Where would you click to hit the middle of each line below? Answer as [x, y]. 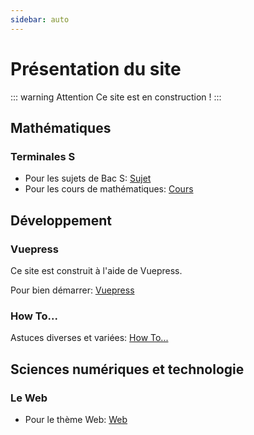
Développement [61, 220]
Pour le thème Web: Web [76, 419]
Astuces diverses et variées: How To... [89, 338]
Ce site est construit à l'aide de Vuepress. [96, 270]
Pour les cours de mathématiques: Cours [109, 189]
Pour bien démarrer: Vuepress [72, 290]
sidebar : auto [40, 19]
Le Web [29, 398]
